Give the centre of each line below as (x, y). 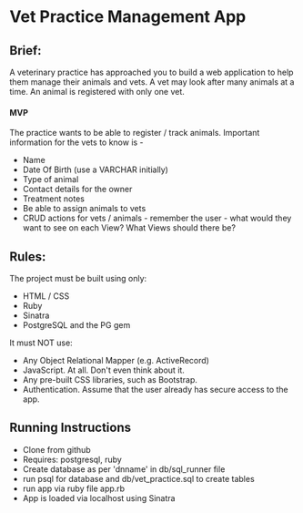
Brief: (26, 51)
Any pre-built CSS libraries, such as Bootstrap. (110, 380)
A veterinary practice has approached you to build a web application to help (151, 72)
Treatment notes (53, 199)
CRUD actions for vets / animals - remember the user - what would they (157, 218)
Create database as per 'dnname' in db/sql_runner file (124, 469)
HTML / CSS (46, 296)
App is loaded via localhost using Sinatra (99, 498)
